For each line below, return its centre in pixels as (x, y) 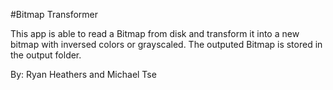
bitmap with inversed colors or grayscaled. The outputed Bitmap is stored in (166, 44)
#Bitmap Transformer (54, 14)
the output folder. (46, 55)
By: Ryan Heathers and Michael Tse (83, 74)
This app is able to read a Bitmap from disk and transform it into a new (155, 33)
